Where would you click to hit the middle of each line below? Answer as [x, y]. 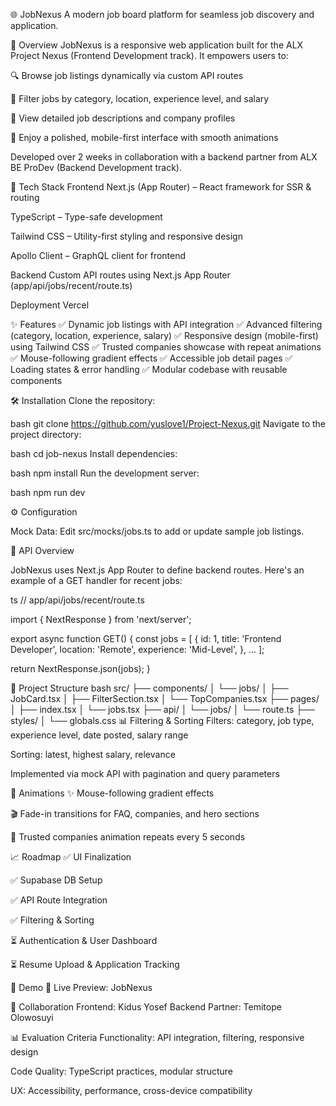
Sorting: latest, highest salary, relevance [93, 754]
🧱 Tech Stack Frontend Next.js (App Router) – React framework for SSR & [161, 187]
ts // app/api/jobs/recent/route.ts [77, 600]
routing [25, 197]
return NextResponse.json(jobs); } [80, 668]
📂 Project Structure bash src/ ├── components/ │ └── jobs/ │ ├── [149, 688]
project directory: [46, 434]
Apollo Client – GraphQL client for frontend [98, 255]
